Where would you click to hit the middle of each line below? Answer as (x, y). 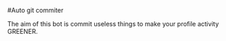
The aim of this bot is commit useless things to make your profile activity (113, 24)
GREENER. (23, 31)
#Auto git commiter (35, 10)
